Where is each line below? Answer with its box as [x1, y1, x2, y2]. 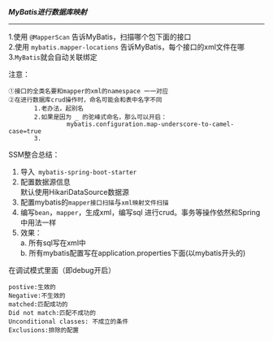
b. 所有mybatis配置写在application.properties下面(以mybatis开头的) [19, 248, 246, 257]
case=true [8, 127, 42, 136]
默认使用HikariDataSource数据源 [19, 188, 130, 196]
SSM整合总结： [8, 149, 60, 159]
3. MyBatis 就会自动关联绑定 [8, 52, 97, 62]
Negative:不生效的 [8, 291, 66, 300]
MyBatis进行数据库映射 [8, 7, 88, 16]
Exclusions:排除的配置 [8, 326, 80, 335]
